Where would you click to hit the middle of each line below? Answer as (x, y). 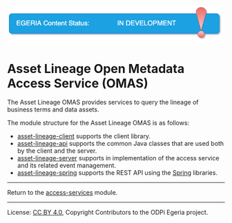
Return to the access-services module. (62, 193)
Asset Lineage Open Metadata (96, 68)
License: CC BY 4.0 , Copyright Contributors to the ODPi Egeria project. (108, 213)
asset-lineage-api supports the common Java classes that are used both (120, 144)
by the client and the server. (57, 151)
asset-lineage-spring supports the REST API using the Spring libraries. (117, 173)
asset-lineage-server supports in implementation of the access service (118, 158)
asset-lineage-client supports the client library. (84, 136)
